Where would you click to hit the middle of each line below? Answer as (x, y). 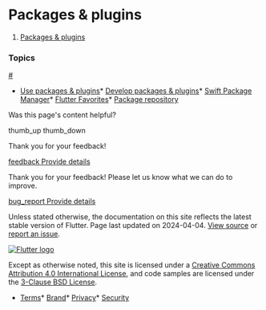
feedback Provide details (49, 161)
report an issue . (34, 234)
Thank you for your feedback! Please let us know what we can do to (121, 177)
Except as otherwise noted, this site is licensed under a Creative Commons (132, 265)
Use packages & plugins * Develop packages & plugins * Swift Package (136, 91)
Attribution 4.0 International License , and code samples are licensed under (131, 274)
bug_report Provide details (52, 202)
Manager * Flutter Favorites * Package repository (99, 100)
